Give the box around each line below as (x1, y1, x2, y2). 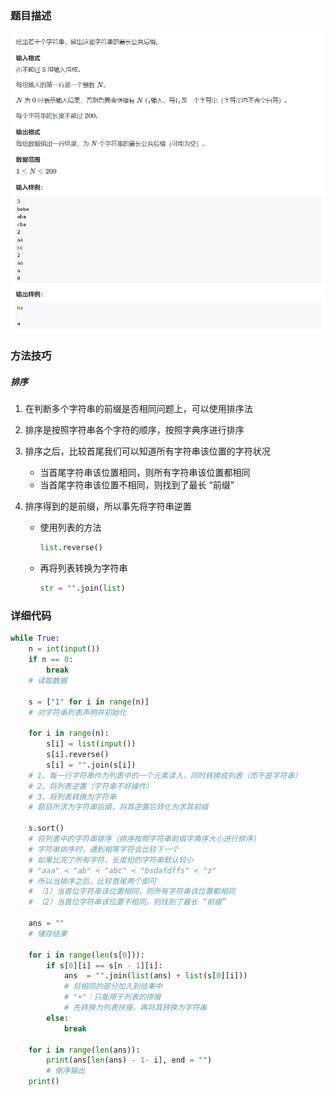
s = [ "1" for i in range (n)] (28, 697, 150, 707)
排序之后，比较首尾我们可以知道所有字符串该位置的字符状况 (24, 445, 271, 457)
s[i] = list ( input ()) (46, 739, 137, 749)
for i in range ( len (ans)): (28, 1045, 141, 1055)
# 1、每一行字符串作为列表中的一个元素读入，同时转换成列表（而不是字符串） (28, 770, 303, 781)
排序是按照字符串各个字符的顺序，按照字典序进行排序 (24, 424, 245, 436)
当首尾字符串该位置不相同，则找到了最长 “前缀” (39, 479, 235, 491)
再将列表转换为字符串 (39, 562, 128, 574)
